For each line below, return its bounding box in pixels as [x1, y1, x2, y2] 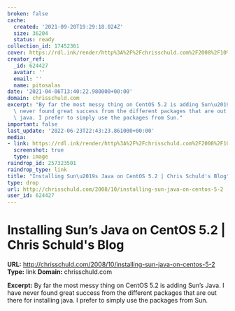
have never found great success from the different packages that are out [7, 289, 217, 297]
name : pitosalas [13, 82, 61, 89]
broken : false [7, 10, 49, 17]
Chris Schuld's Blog [7, 237, 124, 253]
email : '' [13, 75, 42, 82]
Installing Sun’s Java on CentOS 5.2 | [7, 222, 226, 238]
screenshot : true [13, 147, 64, 154]
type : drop [7, 179, 39, 186]
